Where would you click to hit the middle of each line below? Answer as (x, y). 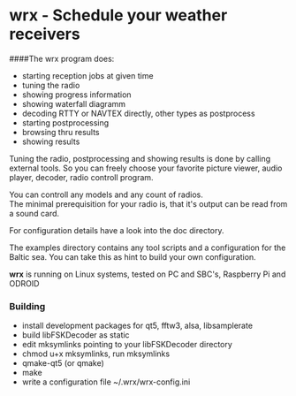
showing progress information (76, 95)
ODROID (24, 283)
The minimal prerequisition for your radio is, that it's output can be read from (148, 203)
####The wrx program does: (62, 58)
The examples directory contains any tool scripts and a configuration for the (148, 247)
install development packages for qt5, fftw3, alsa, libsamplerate (137, 326)
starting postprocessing (65, 122)
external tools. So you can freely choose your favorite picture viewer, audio (146, 168)
